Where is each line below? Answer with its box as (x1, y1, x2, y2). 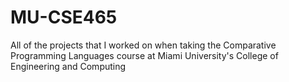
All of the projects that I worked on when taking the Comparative (10, 39, 277, 51)
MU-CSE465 (10, 6, 118, 29)
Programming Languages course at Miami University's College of (10, 49, 279, 61)
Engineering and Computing (10, 60, 127, 72)
